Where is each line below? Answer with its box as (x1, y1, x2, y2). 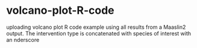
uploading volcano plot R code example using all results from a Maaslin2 (6, 23, 186, 31)
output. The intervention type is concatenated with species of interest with (6, 29, 192, 37)
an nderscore (6, 36, 40, 43)
